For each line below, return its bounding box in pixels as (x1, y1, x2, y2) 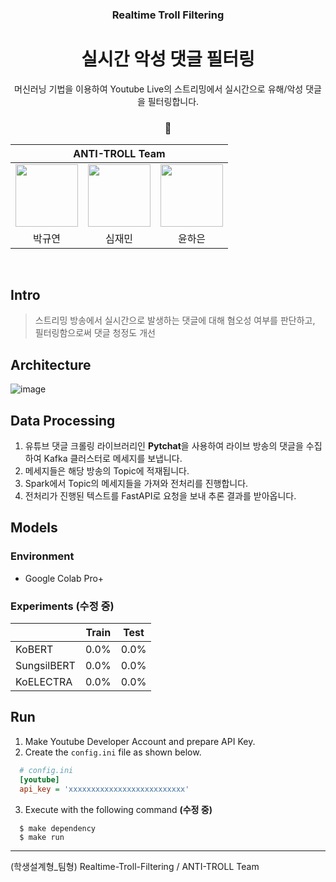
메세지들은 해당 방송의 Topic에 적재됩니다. (24, 465, 190, 477)
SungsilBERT (15, 659, 76, 673)
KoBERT (15, 643, 54, 657)
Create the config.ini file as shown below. (24, 746, 202, 758)
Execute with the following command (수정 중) (24, 803, 213, 815)
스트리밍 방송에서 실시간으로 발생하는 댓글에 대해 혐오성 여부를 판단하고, (34, 314, 316, 327)
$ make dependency (19, 823, 97, 833)
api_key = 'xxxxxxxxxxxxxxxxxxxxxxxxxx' (19, 784, 190, 794)
